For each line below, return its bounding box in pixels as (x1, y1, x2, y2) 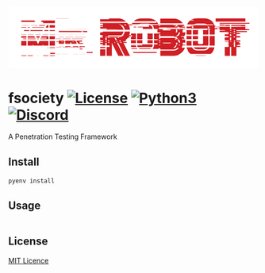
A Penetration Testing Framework (8, 132, 117, 141)
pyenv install (8, 177, 56, 185)
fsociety (8, 89, 64, 107)
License (8, 235, 48, 248)
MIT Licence (8, 256, 49, 265)
